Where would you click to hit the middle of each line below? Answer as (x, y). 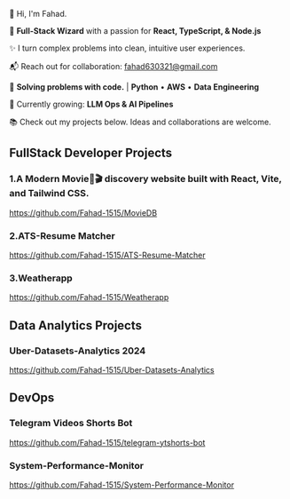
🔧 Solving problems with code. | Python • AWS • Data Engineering (134, 87)
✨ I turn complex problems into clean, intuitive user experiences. (127, 48)
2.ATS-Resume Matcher (62, 235)
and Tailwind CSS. (49, 194)
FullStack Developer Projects (91, 153)
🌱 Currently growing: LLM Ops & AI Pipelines (91, 104)
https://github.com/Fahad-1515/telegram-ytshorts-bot (107, 442)
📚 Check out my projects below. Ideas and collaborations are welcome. (141, 122)
